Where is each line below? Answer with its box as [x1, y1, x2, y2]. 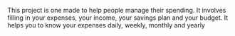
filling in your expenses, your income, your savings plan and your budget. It [7, 13, 229, 22]
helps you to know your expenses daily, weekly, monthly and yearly [7, 21, 205, 29]
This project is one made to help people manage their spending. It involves [7, 6, 226, 14]
